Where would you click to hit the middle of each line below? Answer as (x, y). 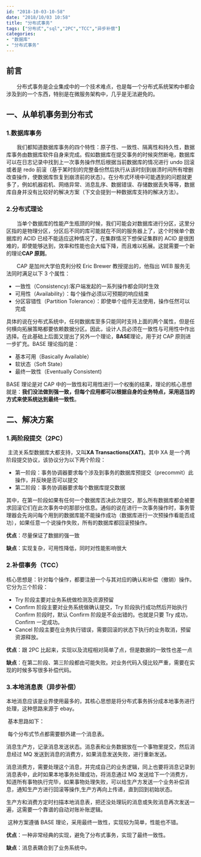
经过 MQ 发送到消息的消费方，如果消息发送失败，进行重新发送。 (91, 754)
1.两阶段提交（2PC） (36, 438)
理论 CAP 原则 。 (31, 253)
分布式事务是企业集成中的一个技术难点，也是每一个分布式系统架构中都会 (106, 86)
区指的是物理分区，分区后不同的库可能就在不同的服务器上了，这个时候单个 (98, 230)
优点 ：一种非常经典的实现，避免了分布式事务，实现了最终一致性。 (87, 835)
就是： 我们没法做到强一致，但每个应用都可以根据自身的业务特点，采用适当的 (100, 391)
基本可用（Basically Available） (54, 356)
